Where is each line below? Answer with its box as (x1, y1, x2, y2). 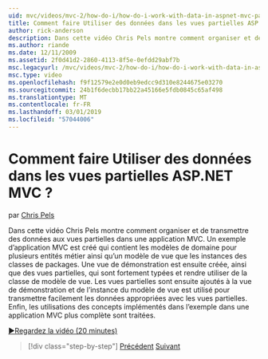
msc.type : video (8, 71, 62, 79)
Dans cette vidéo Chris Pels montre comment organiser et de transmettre (8, 225, 249, 235)
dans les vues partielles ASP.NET (8, 167, 234, 185)
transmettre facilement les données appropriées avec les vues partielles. (8, 293, 248, 303)
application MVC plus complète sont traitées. (8, 310, 156, 320)
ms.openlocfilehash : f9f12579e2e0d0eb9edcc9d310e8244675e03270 (8, 78, 223, 86)
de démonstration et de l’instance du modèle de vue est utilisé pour (8, 285, 231, 294)
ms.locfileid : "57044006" (8, 116, 94, 124)
